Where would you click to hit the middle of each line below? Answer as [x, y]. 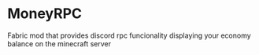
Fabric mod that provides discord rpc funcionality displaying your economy [129, 35]
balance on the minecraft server [59, 43]
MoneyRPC [45, 14]
